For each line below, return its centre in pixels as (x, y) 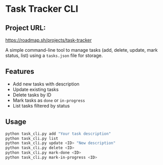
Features (20, 71)
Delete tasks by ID (32, 95)
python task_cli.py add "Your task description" (58, 134)
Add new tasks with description (46, 84)
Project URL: (26, 28)
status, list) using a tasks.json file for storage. (54, 55)
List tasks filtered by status (41, 106)
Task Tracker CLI (42, 9)
